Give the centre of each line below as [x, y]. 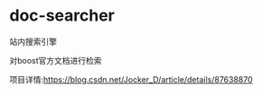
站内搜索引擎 [33, 41]
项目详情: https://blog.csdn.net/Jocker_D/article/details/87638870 [131, 79]
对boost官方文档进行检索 [56, 60]
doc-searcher [62, 16]
